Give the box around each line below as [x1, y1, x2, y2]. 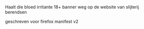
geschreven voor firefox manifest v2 [5, 19, 79, 24]
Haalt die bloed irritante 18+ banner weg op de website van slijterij [5, 4, 139, 10]
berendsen [5, 9, 27, 15]
